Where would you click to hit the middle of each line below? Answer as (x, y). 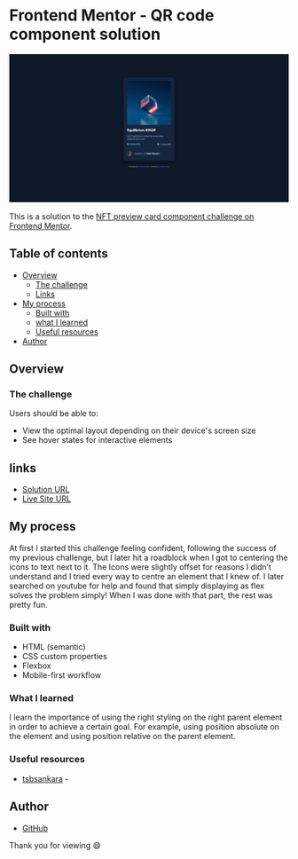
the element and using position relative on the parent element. (122, 737)
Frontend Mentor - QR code (112, 16)
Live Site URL (47, 499)
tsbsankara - (45, 778)
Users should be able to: (54, 414)
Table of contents (59, 254)
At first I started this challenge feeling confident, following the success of (143, 548)
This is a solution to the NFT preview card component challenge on (132, 216)
